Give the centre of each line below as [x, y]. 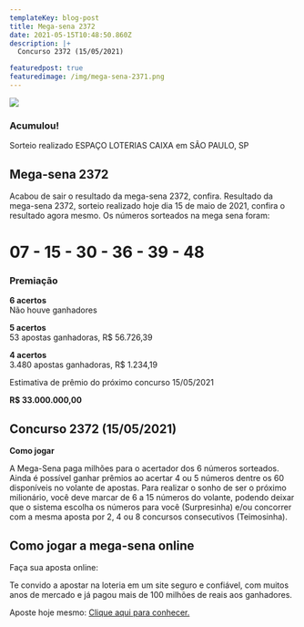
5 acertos [28, 328]
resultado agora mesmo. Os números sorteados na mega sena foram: [140, 215]
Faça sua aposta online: [54, 568]
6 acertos [28, 301]
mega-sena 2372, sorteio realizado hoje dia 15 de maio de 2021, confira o [147, 205]
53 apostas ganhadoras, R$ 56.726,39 [81, 337]
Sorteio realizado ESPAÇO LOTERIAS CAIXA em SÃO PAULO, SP [129, 146]
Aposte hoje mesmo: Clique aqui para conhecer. [100, 612]
